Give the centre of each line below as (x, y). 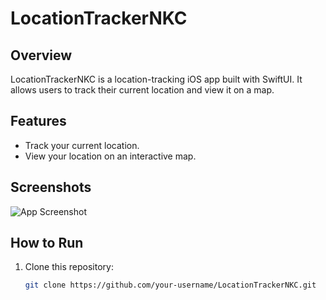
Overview (41, 55)
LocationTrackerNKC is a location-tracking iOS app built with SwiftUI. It (156, 79)
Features (38, 121)
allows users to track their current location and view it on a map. (142, 90)
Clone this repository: (69, 267)
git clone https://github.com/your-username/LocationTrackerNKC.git (170, 285)
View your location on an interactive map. (110, 156)
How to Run (47, 243)
